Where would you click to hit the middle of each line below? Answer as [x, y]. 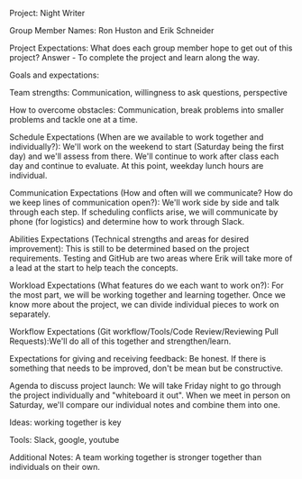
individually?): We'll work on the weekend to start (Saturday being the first [146, 147]
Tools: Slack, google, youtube [64, 440]
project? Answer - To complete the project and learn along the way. [134, 57]
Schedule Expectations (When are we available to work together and [137, 137]
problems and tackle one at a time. [73, 120]
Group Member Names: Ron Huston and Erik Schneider [112, 30]
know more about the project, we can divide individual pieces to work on [144, 304]
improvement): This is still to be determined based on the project [129, 249]
